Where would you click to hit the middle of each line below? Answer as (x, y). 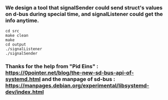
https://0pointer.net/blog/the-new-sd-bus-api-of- (70, 73)
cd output (16, 45)
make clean (17, 36)
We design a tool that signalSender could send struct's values (84, 8)
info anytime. (22, 21)
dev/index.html (25, 92)
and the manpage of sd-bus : (78, 79)
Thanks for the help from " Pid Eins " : (52, 67)
